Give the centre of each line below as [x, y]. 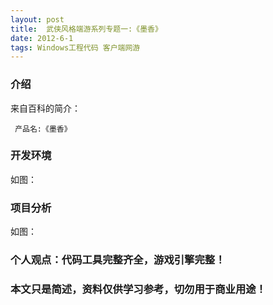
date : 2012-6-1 [42, 38]
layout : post [37, 19]
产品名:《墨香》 [43, 129]
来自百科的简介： [45, 108]
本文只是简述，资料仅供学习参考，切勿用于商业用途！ [138, 289]
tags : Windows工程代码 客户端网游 [75, 47]
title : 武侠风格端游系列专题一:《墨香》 [86, 29]
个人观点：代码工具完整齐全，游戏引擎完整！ [118, 260]
